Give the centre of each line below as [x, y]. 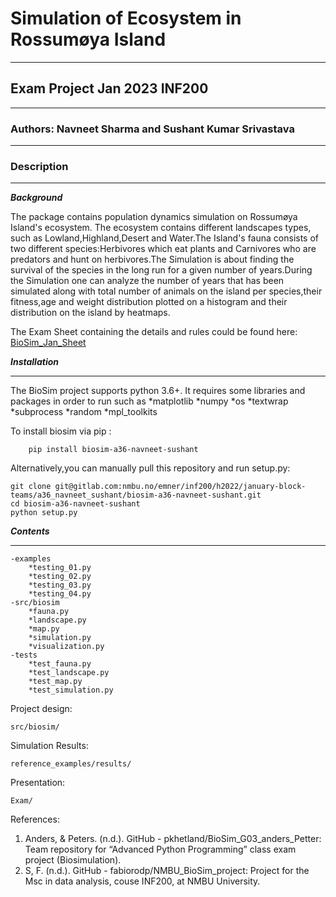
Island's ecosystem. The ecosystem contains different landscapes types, [161, 228]
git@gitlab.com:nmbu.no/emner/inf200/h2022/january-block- [180, 487]
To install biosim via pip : [61, 431]
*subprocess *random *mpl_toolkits [84, 412]
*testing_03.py [60, 585]
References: [35, 819]
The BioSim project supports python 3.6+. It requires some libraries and [158, 391]
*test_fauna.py [60, 664]
